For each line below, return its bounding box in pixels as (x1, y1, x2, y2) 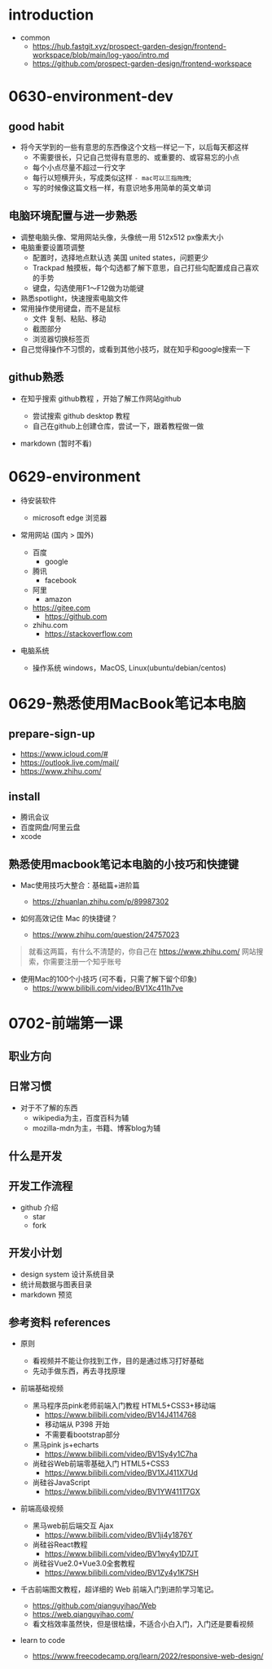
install (8, 789, 41, 803)
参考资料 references (8, 1315, 112, 1329)
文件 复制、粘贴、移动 (32, 314, 107, 323)
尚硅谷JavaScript (32, 1478, 90, 1487)
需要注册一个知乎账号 (50, 957, 122, 967)
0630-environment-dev (8, 87, 173, 106)
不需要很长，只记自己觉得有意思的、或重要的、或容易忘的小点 (32, 152, 240, 162)
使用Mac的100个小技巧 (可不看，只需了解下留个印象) (20, 974, 197, 984)
